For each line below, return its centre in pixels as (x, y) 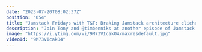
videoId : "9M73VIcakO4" (36, 39)
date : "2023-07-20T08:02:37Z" (44, 12)
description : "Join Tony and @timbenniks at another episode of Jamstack (101, 28)
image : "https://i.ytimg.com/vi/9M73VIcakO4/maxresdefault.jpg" (88, 34)
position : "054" (26, 17)
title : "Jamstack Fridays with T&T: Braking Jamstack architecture (93, 23)
